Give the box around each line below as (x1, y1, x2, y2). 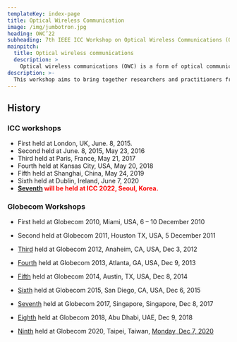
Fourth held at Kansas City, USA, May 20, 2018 (17, 161, 154, 170)
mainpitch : (7, 43, 39, 50)
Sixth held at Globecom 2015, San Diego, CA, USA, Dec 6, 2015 (17, 286, 201, 295)
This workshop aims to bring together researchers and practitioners (13, 75, 222, 83)
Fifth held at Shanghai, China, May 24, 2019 (17, 169, 145, 178)
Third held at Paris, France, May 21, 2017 (17, 154, 136, 163)
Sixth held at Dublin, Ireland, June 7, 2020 (17, 177, 140, 185)
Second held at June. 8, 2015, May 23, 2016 (17, 147, 145, 155)
